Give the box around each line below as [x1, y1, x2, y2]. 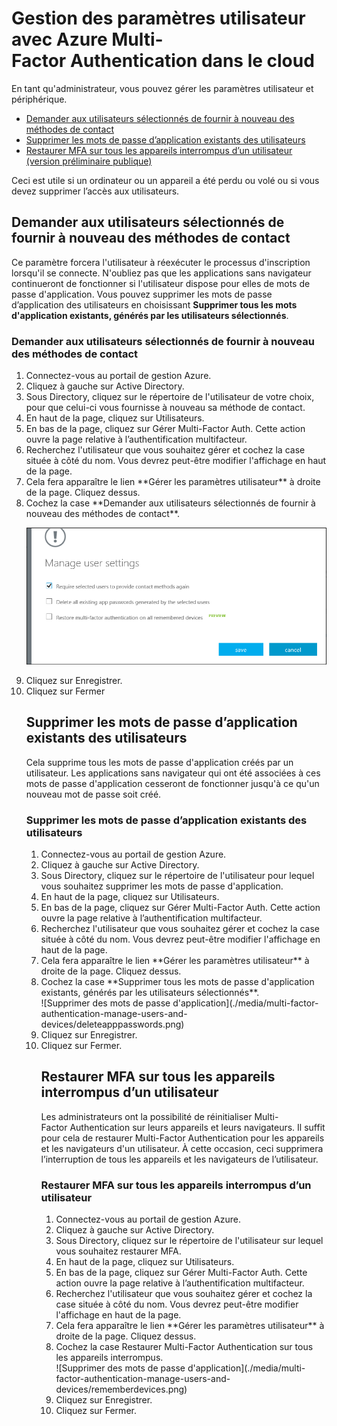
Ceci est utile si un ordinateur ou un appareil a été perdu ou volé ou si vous [11, 174, 320, 186]
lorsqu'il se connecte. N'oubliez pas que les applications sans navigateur [11, 267, 312, 279]
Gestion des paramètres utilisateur [11, 7, 306, 30]
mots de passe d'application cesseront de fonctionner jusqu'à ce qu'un [25, 777, 320, 789]
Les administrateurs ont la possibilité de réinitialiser [40, 1110, 253, 1122]
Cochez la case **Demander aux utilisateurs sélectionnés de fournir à [25, 497, 316, 509]
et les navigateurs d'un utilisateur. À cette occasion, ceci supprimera [40, 1142, 324, 1154]
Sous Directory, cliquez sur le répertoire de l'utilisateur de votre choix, [25, 391, 315, 403]
